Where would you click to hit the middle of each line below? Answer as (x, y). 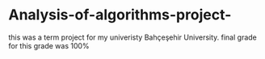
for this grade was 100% (49, 45)
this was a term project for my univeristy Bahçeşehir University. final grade (132, 37)
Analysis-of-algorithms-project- (120, 15)
